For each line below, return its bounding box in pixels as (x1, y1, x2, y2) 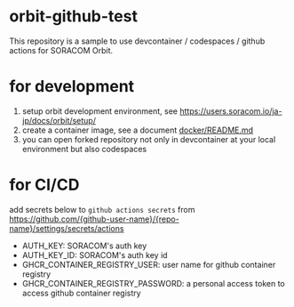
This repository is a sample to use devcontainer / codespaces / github (9, 36, 266, 46)
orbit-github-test (9, 6, 138, 27)
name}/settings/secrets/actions (9, 222, 124, 233)
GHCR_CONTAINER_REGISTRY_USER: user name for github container (21, 259, 276, 270)
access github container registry (21, 287, 141, 298)
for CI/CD (9, 175, 80, 195)
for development (9, 77, 135, 97)
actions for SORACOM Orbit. (9, 44, 114, 55)
